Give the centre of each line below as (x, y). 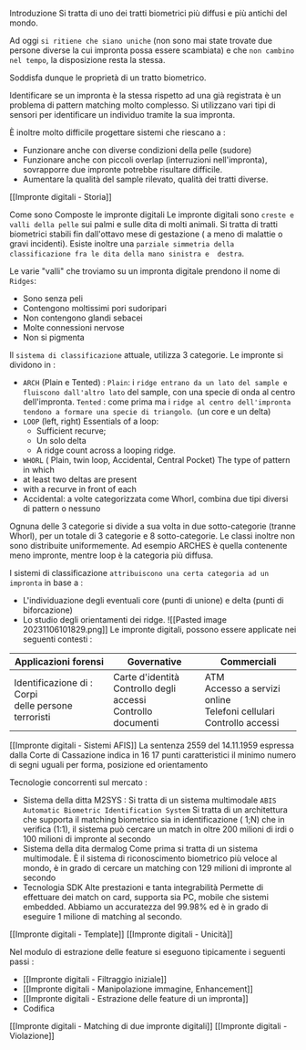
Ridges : (23, 281)
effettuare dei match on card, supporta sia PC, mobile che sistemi (145, 897)
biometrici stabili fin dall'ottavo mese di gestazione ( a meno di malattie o (146, 234)
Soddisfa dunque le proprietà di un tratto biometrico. (108, 78)
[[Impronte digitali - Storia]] (61, 197)
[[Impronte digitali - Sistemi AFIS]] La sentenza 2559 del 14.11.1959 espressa (152, 745)
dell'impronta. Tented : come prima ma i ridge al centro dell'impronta (157, 402)
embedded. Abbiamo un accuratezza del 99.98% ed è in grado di (145, 907)
